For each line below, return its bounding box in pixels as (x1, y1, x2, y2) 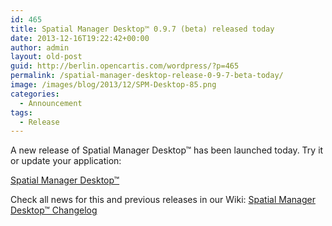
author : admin (10, 42, 70, 53)
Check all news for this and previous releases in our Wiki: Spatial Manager (10, 194, 316, 206)
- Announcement (19, 98, 83, 108)
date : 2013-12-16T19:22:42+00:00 (10, 33, 150, 43)
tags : (10, 107, 33, 118)
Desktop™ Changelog (10, 204, 98, 216)
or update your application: (10, 155, 122, 167)
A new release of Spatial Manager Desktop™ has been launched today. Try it (10, 144, 324, 156)
